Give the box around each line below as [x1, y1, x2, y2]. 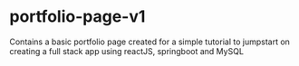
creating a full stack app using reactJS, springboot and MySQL [9, 45, 245, 56]
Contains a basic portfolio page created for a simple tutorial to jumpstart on [9, 36, 290, 47]
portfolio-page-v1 [9, 6, 146, 27]
